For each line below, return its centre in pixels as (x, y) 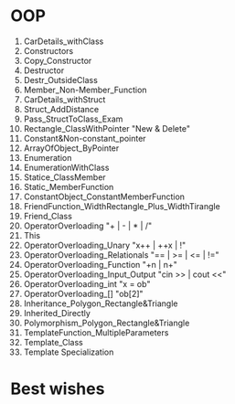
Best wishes (58, 389)
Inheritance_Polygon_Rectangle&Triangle (101, 303)
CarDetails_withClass (64, 41)
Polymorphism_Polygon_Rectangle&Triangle (107, 323)
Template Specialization (69, 352)
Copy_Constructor (58, 60)
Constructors (48, 50)
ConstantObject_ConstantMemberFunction (104, 197)
